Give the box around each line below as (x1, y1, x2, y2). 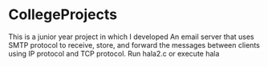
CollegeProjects (8, 6, 118, 24)
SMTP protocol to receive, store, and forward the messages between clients (8, 40, 261, 49)
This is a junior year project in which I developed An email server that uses (8, 32, 254, 41)
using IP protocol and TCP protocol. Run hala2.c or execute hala (8, 49, 220, 58)
